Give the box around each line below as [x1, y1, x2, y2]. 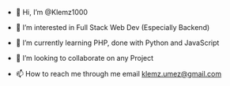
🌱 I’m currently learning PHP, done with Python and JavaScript [15, 38, 220, 47]
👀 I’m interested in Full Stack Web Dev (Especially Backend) [15, 23, 210, 32]
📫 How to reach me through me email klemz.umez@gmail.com [15, 69, 222, 78]
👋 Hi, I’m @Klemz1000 [15, 8, 89, 17]
